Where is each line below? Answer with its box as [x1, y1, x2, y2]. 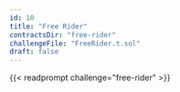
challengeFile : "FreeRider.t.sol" [9, 38, 142, 48]
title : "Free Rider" [9, 22, 89, 31]
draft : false [9, 47, 59, 56]
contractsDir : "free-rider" [9, 30, 117, 39]
